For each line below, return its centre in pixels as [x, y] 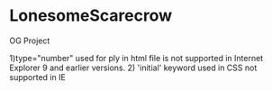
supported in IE [37, 77]
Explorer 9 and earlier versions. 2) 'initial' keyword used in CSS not [133, 68]
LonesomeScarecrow [91, 16]
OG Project [30, 41]
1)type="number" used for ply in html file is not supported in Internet [136, 58]
